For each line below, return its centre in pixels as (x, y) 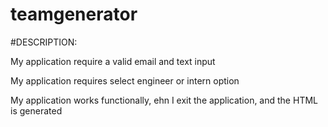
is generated (36, 110)
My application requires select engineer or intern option (125, 80)
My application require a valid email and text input (113, 61)
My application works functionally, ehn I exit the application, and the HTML (164, 100)
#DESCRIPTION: (44, 42)
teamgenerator (74, 14)
